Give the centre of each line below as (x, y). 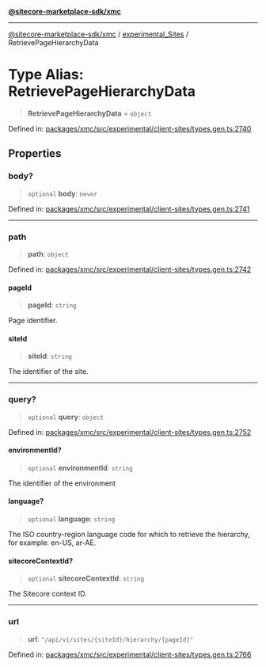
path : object (48, 253)
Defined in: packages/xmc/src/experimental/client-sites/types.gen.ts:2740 (130, 128)
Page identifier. (33, 321)
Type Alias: (46, 75)
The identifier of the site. (48, 372)
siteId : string (50, 356)
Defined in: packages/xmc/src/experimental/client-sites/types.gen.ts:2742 (130, 269)
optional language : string (71, 519)
